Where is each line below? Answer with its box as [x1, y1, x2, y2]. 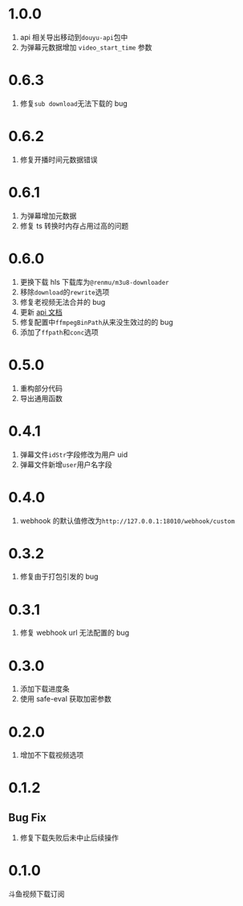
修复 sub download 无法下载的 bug [19, 98, 128, 108]
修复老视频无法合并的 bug [19, 297, 106, 307]
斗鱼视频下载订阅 [8, 889, 65, 899]
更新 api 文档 [19, 307, 63, 317]
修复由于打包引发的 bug [19, 571, 99, 582]
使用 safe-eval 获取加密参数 [19, 694, 112, 704]
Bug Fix [8, 811, 47, 824]
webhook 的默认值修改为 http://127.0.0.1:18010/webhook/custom [19, 515, 235, 526]
